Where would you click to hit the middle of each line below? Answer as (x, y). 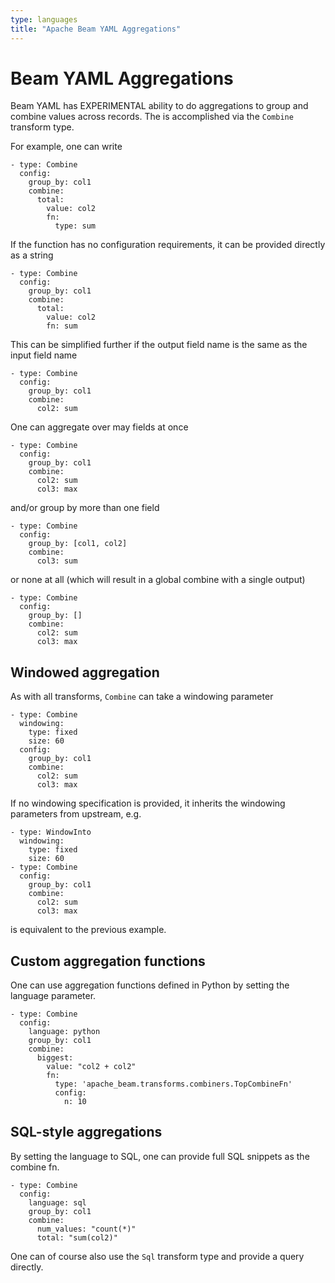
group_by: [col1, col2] (78, 544)
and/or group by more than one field (85, 508)
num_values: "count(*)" (86, 1229)
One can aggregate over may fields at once (99, 427)
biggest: (55, 1058)
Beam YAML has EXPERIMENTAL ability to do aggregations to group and (159, 106)
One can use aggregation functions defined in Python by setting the (150, 985)
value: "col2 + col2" (91, 1067)
